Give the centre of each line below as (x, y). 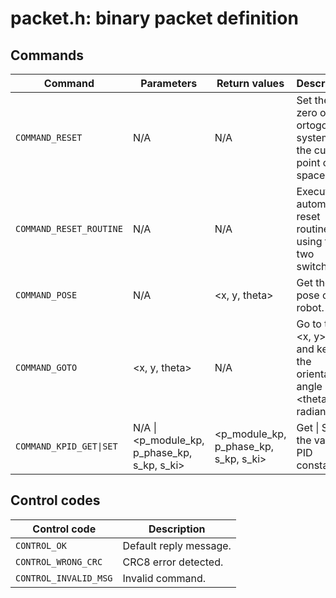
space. (312, 175)
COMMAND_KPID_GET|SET (66, 446)
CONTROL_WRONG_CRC (59, 561)
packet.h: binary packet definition (154, 18)
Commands (47, 55)
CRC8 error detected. (173, 562)
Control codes (55, 500)
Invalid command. (164, 578)
